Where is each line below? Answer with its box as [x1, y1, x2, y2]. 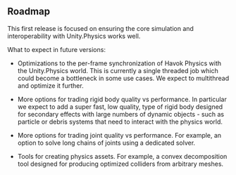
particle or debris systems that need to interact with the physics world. [17, 117, 223, 126]
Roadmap [7, 6, 51, 18]
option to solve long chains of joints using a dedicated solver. [17, 138, 196, 147]
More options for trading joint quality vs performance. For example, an [17, 131, 222, 139]
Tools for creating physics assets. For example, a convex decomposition [17, 152, 228, 160]
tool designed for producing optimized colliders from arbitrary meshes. [17, 160, 224, 168]
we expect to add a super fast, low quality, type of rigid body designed [17, 102, 223, 111]
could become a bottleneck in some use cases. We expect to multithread [17, 74, 230, 82]
